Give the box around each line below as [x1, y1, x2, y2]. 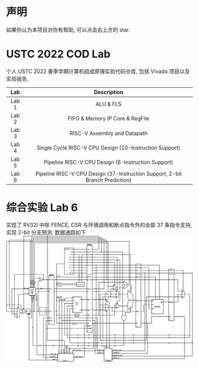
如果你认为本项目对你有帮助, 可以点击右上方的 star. [6, 26, 130, 33]
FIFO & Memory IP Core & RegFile [68, 115, 150, 122]
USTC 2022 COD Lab [6, 47, 111, 61]
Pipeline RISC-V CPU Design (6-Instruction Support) [44, 158, 174, 166]
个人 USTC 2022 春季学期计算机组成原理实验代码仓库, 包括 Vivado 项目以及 [6, 68, 190, 75]
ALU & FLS [95, 100, 122, 107]
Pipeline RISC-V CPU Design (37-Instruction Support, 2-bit [35, 170, 182, 177]
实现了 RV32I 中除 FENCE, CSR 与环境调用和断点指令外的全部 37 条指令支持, [6, 221, 192, 229]
